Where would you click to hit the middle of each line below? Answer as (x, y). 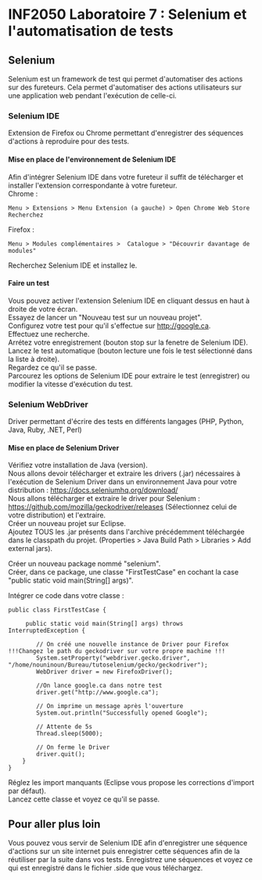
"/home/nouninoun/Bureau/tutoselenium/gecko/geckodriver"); (108, 665)
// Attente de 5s (64, 727)
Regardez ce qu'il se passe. (53, 367)
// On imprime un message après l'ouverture (110, 707)
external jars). (31, 549)
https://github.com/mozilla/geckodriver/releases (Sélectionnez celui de (122, 507)
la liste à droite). (34, 359)
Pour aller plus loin (54, 824)
